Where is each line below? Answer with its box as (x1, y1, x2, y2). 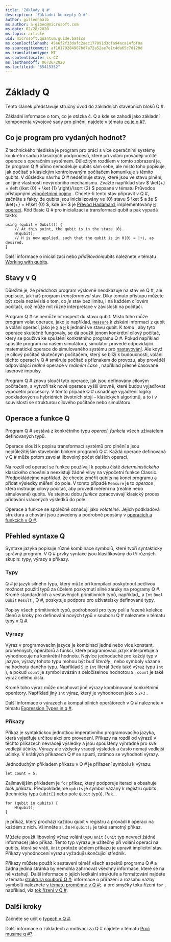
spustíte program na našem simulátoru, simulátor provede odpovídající (5, 340, 154, 346)
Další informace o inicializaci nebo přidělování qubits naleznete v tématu (5, 253, 157, 260)
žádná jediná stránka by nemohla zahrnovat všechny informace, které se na (5, 865, 165, 872)
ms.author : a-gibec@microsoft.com (5, 21, 79, 27)
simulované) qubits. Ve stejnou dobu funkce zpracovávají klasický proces (5, 491, 160, 497)
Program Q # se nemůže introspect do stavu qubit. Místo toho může (5, 313, 148, 319)
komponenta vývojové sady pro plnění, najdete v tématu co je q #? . (5, 119, 146, 125)
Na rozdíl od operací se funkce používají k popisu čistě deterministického (5, 463, 159, 470)
